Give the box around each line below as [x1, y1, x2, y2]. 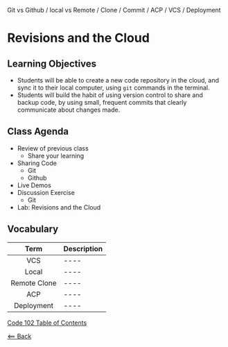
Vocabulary [7, 223, 59, 235]
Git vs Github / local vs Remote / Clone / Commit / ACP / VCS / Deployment [7, 6, 221, 14]
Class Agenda [7, 126, 69, 137]
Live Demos [17, 180, 52, 189]
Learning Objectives [7, 58, 97, 69]
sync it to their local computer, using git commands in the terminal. [17, 83, 210, 92]
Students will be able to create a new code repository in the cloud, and [17, 76, 220, 84]
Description [63, 244, 103, 253]
